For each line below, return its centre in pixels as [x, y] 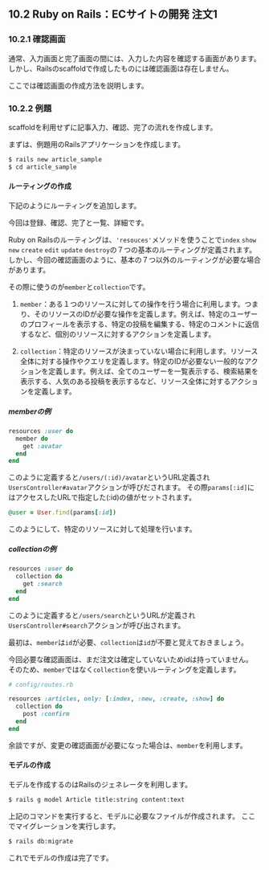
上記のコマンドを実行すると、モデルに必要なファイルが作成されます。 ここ [132, 816]
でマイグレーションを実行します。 [64, 826]
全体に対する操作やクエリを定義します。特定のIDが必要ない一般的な [132, 361]
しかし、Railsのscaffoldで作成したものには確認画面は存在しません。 [121, 68]
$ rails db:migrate [41, 841]
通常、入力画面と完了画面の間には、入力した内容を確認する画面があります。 [134, 58]
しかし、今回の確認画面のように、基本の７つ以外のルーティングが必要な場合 [134, 259]
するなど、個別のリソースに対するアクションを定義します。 [118, 334]
